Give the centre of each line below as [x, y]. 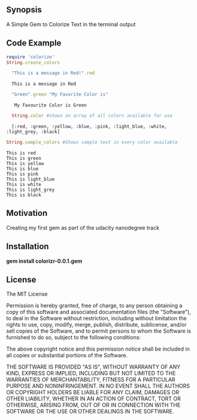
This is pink [22, 174]
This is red [21, 153]
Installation [28, 247]
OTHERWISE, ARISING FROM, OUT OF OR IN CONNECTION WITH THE [93, 405]
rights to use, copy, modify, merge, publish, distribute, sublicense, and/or [96, 325]
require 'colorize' [31, 57]
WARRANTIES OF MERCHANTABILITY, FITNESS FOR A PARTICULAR [91, 380]
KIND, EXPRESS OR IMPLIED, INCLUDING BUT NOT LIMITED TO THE [91, 373]
